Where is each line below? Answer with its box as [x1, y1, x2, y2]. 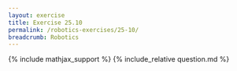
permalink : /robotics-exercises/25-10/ [8, 26, 139, 34]
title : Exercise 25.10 [8, 19, 83, 27]
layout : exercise [8, 11, 65, 20]
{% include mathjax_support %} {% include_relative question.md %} [8, 55, 230, 64]
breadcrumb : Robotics [8, 33, 80, 41]
